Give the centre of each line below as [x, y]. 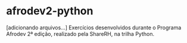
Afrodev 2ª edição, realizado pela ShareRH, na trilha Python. [80, 33]
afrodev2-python [50, 11]
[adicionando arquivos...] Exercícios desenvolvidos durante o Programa [94, 27]
